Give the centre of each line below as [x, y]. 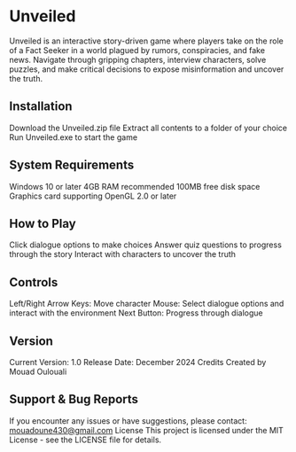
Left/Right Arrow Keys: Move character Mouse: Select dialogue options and [147, 304]
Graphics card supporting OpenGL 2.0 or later [93, 196]
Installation [41, 107]
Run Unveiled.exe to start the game [74, 137]
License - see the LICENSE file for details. [86, 440]
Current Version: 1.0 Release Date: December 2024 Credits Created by [138, 362]
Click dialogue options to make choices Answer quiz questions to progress [145, 245]
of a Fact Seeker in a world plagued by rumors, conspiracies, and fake [137, 50]
